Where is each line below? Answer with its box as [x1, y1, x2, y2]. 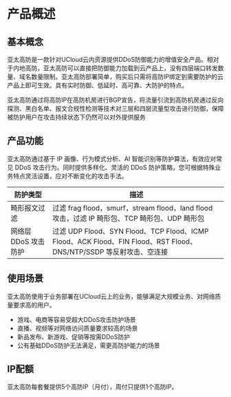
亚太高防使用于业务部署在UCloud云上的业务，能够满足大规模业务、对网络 [7, 292, 215, 300]
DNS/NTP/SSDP [52, 247, 104, 257]
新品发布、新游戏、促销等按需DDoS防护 [16, 332, 131, 341]
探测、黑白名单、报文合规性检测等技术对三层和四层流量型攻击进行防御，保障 [7, 105, 224, 112]
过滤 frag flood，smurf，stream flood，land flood [52, 203, 213, 213]
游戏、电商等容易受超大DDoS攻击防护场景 [16, 315, 136, 323]
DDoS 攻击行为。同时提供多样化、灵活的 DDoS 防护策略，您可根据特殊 [14, 163, 215, 171]
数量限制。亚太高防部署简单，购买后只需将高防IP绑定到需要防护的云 [30, 73, 223, 81]
